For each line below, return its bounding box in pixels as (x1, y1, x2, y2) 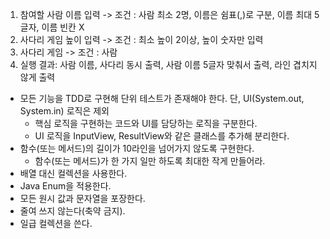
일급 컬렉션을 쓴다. (19, 218, 93, 229)
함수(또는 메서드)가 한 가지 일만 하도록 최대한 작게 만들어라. (34, 155, 266, 167)
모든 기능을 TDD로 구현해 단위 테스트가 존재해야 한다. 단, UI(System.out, (19, 93, 305, 104)
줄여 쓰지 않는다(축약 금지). (19, 205, 126, 217)
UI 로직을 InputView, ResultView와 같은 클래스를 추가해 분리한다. (34, 130, 290, 142)
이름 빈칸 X (41, 21, 85, 33)
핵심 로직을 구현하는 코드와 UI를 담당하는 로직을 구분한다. (34, 118, 258, 129)
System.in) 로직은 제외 (19, 105, 110, 117)
